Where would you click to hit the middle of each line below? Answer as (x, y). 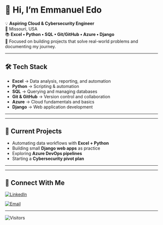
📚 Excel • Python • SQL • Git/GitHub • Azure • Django (60, 34)
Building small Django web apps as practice (56, 148)
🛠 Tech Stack (26, 67)
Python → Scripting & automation (45, 86)
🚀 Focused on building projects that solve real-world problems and (72, 41)
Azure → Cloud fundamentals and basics (53, 102)
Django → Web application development (52, 107)
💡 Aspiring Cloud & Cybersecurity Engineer (50, 23)
